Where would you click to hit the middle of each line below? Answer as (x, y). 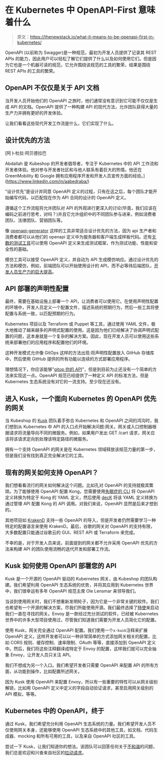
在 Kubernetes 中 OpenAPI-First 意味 (80, 10)
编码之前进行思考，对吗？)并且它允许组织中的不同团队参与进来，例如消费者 (81, 214)
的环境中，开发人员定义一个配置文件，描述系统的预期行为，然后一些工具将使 (82, 308)
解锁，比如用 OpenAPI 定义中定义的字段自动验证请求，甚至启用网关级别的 (79, 688)
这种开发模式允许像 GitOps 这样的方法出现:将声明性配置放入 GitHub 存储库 (80, 353)
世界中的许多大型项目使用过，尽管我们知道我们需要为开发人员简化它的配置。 (82, 620)
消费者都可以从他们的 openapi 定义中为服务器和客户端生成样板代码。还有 (79, 236)
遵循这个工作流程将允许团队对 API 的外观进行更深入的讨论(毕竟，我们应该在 (81, 208)
